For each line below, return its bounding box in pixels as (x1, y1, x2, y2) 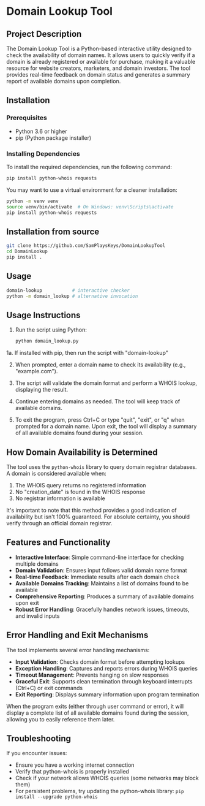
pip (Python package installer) (15, 134, 92, 142)
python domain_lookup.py (15, 338, 79, 344)
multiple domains (15, 560, 59, 568)
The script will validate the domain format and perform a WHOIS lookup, (15, 379, 198, 387)
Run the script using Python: (15, 326, 87, 333)
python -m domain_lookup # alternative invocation (6, 293, 138, 299)
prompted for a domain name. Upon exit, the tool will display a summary (15, 423, 197, 430)
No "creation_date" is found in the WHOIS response (15, 488, 146, 495)
